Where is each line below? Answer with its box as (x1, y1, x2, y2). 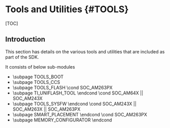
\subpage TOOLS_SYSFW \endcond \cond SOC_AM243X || (12, 101, 137, 107)
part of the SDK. (5, 54, 39, 60)
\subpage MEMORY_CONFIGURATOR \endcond (12, 117, 113, 123)
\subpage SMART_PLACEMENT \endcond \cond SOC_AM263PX (12, 111, 147, 117)
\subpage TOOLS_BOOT (12, 74, 64, 80)
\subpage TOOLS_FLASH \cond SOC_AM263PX (12, 84, 113, 90)
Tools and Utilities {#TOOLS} (5, 4, 129, 15)
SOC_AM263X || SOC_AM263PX (12, 106, 81, 112)
